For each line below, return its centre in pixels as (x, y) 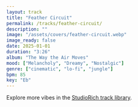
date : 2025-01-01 (28, 46)
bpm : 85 (16, 75)
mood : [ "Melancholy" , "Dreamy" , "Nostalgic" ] (65, 63)
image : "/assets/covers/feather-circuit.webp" (67, 35)
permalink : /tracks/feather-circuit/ (54, 23)
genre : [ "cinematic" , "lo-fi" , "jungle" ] (60, 69)
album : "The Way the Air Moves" (47, 57)
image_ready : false (31, 40)
